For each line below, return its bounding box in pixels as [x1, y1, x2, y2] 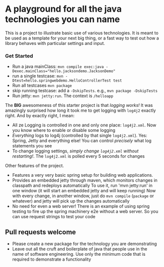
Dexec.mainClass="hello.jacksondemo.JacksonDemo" [12, 69, 116, 74]
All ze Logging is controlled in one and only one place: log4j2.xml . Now [12, 122, 157, 128]
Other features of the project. [5, 163, 64, 169]
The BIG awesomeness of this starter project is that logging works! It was [5, 103, 153, 108]
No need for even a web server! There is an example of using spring [12, 204, 150, 209]
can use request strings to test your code [12, 214, 95, 220]
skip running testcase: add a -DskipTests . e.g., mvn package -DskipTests [12, 88, 158, 94]
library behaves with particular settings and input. [5, 40, 105, 46]
